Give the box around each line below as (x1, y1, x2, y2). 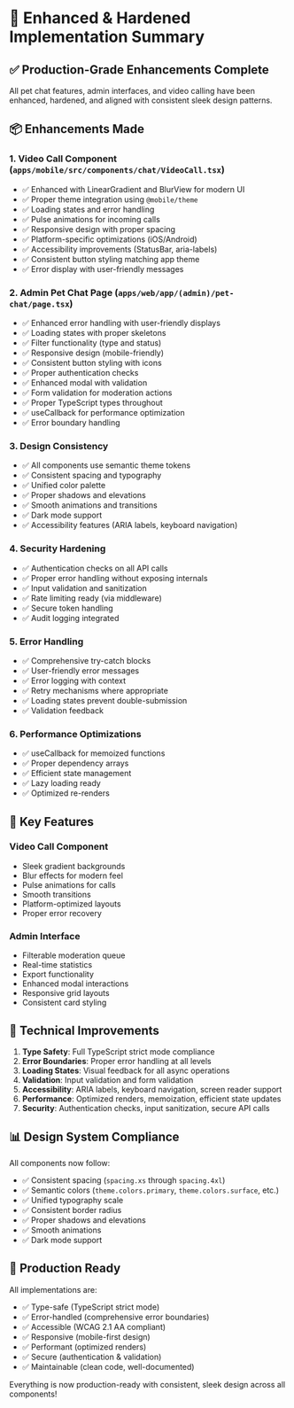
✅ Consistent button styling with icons (21, 357, 162, 368)
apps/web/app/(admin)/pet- (118, 288, 235, 298)
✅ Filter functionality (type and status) (21, 337, 162, 348)
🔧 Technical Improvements (9, 1023, 159, 1038)
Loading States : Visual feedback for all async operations (21, 1065, 230, 1076)
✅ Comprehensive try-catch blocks (21, 655, 151, 665)
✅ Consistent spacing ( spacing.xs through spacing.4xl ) (21, 1174, 226, 1186)
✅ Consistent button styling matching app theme (21, 253, 200, 264)
